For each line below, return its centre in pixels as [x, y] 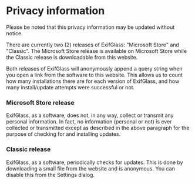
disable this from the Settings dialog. [51, 175]
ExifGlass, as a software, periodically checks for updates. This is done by [95, 162]
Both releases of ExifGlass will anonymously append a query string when [94, 68]
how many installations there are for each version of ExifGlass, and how [93, 81]
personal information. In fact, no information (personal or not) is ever [89, 122]
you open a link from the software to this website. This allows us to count [95, 75]
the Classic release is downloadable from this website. [72, 57]
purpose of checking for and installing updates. [63, 134]
